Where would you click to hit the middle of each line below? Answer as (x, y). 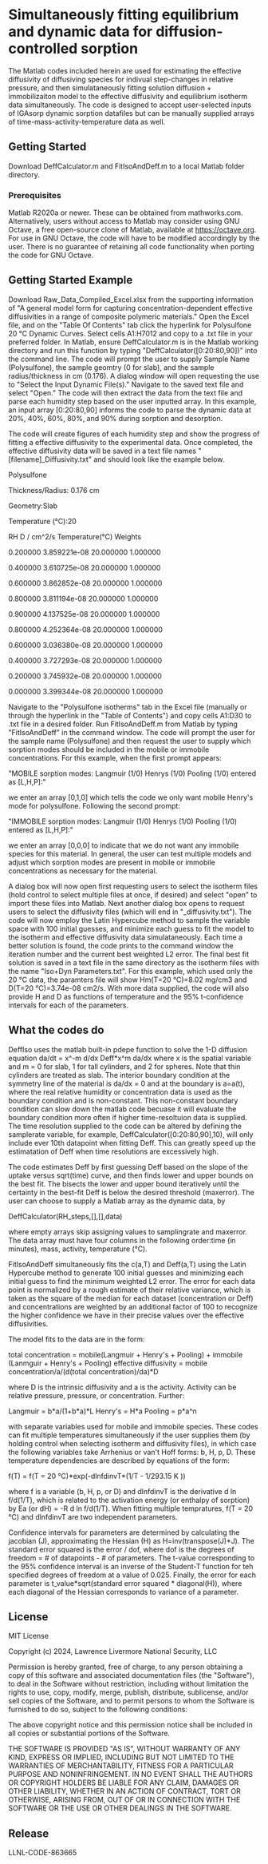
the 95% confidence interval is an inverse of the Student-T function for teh (131, 1566)
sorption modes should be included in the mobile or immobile (109, 749)
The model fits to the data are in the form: (77, 1339)
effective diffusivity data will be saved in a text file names (102, 451)
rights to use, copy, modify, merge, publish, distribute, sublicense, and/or (128, 1692)
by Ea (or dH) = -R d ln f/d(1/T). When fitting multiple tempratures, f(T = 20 (131, 1508)
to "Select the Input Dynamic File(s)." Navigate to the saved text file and (126, 384)
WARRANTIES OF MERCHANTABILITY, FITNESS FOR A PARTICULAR (121, 1766)
